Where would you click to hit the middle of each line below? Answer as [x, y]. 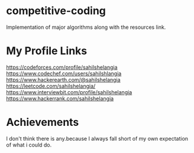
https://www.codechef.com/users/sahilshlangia [64, 73]
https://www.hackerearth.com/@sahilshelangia [63, 79]
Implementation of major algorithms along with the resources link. [86, 27]
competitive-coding [56, 11]
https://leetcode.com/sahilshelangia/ [51, 86]
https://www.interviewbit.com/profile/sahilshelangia [69, 92]
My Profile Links [47, 51]
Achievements [43, 122]
